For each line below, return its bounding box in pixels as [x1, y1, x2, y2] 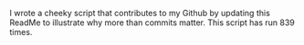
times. [9, 27, 33, 37]
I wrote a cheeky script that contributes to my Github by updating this [9, 8, 271, 18]
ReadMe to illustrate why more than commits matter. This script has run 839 [9, 17, 295, 28]
